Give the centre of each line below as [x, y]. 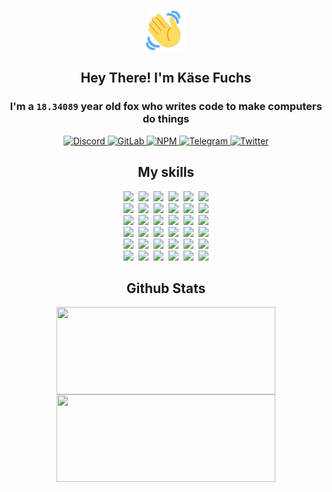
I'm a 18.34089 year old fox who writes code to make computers [166, 107]
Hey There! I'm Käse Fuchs [166, 78]
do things [166, 119]
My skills [166, 172]
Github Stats [166, 288]
